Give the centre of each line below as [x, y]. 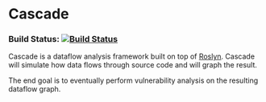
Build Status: [34, 39]
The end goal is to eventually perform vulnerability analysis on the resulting [133, 80]
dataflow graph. [35, 89]
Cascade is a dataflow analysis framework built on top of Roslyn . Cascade [132, 56]
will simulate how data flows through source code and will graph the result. [133, 65]
